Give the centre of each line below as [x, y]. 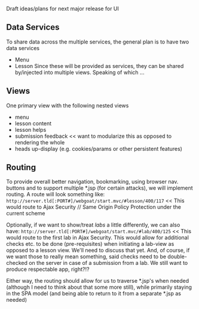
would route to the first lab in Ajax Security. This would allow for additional [98, 237]
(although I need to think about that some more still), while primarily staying [99, 287]
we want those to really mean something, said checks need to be [86, 257]
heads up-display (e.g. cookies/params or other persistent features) [98, 149]
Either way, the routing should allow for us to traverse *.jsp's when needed [98, 281]
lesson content [33, 123]
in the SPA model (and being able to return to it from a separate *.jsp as [94, 293]
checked [17, 263]
